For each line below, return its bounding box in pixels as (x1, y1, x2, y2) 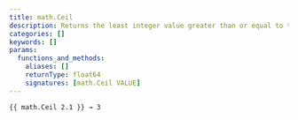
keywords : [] (9, 37, 58, 47)
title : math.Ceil (9, 12, 74, 22)
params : (9, 46, 38, 55)
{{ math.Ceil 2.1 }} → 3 (9, 102, 101, 111)
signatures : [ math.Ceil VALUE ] (25, 79, 141, 87)
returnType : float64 (25, 71, 101, 79)
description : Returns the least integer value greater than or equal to (9, 21, 284, 30)
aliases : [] (25, 63, 69, 71)
